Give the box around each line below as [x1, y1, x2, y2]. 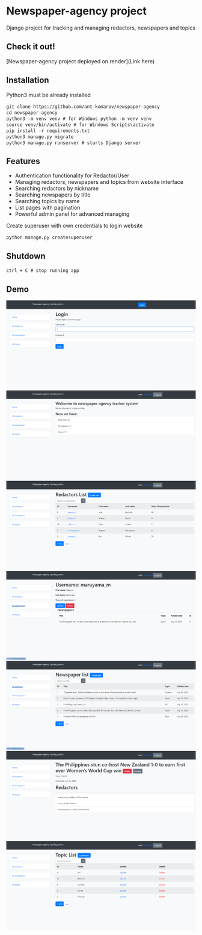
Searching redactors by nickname [14, 185, 99, 192]
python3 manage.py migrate [6, 134, 74, 140]
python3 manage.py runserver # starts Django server [6, 140, 141, 146]
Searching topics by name [14, 198, 80, 205]
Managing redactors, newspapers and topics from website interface [14, 178, 183, 186]
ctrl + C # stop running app [6, 268, 79, 274]
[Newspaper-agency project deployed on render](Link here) [6, 57, 155, 65]
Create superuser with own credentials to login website [6, 222, 143, 230]
